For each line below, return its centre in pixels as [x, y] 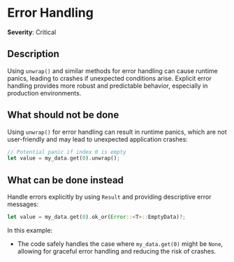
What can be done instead [66, 180]
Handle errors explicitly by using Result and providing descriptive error [109, 197]
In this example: [30, 230]
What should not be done [63, 115]
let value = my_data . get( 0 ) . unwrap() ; [64, 158]
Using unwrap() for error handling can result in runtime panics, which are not [117, 132]
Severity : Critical [32, 32]
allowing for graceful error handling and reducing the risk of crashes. [117, 251]
